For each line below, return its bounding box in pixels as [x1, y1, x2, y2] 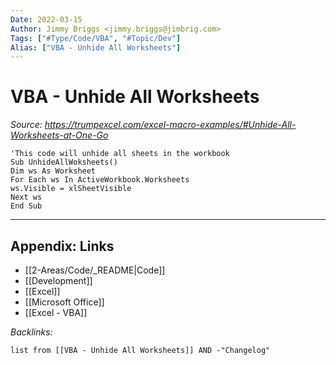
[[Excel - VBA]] [24, 307, 88, 318]
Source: [10, 119, 43, 131]
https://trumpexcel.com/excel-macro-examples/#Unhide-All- [44, 119, 297, 131]
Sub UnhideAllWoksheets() [10, 157, 118, 168]
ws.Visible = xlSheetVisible [10, 184, 132, 194]
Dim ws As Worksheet [10, 166, 97, 176]
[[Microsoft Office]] [24, 296, 105, 308]
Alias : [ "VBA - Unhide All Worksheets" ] [10, 42, 182, 53]
